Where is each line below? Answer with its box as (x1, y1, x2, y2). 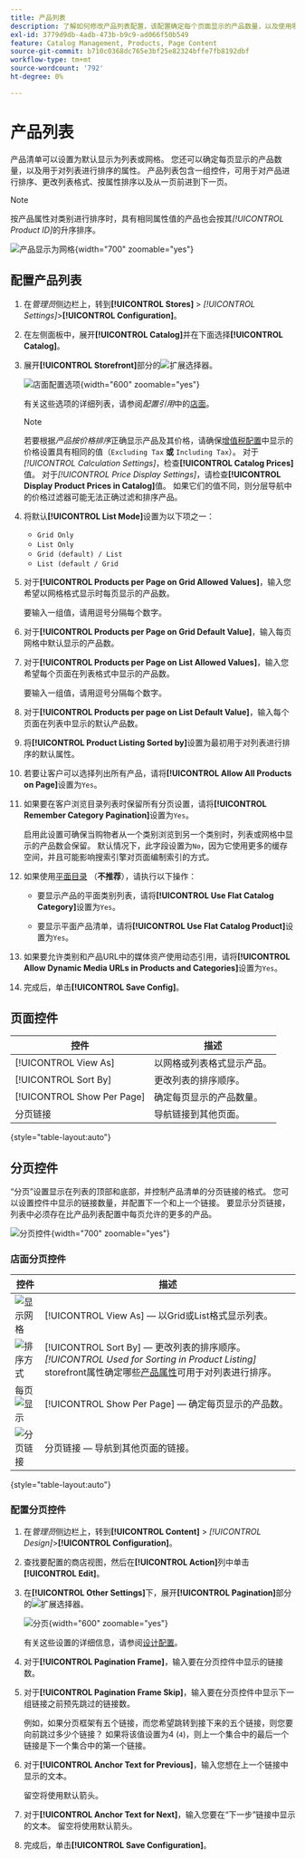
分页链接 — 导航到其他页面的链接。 (44, 1442, 195, 1454)
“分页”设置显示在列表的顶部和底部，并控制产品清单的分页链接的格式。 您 (10, 1186, 281, 1197)
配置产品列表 (10, 273, 82, 288)
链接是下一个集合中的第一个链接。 (23, 1739, 151, 1750)
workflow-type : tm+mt (10, 55, 92, 64)
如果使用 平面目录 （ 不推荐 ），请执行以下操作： (23, 870, 197, 881)
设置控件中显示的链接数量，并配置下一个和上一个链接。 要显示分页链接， (17, 1197, 291, 1209)
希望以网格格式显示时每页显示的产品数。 (23, 588, 175, 599)
